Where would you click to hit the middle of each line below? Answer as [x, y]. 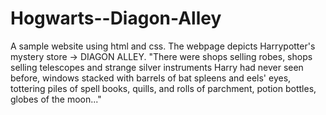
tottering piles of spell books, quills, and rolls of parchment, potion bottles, [163, 88]
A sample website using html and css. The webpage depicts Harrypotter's [163, 46]
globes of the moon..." [56, 99]
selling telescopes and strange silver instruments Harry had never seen [157, 67]
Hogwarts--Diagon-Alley [116, 18]
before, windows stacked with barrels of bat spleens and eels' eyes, [151, 78]
